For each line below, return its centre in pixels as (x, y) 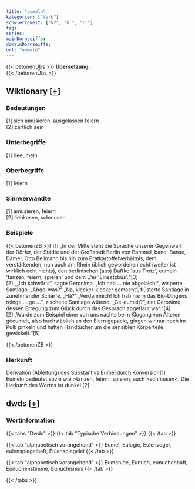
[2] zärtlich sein (25, 127)
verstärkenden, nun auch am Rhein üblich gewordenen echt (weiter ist (91, 264)
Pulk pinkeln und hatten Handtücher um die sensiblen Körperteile (85, 327)
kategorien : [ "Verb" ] (33, 17)
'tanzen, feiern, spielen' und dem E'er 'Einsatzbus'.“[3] (72, 277)
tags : (13, 28)
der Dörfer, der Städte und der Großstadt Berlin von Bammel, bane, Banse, (96, 252)
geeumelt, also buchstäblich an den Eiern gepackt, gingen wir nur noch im (96, 321)
